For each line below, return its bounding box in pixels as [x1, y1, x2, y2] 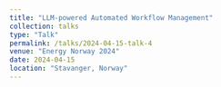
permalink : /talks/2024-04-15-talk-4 [9, 38, 153, 48]
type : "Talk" [9, 30, 59, 39]
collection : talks [9, 22, 79, 31]
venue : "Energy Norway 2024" [9, 47, 120, 56]
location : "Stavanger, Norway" [9, 64, 128, 73]
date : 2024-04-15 [9, 55, 75, 64]
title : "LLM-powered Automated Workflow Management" [9, 13, 214, 23]
